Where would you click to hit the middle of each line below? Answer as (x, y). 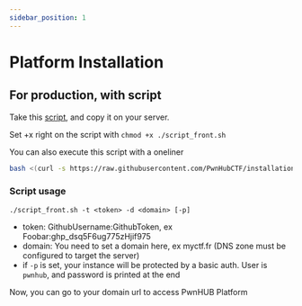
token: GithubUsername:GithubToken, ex (98, 227)
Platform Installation (87, 62)
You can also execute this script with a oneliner (97, 152)
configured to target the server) (81, 255)
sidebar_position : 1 (48, 18)
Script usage (38, 192)
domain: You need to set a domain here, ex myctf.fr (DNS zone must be (154, 246)
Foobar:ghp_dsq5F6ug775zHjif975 (86, 236)
